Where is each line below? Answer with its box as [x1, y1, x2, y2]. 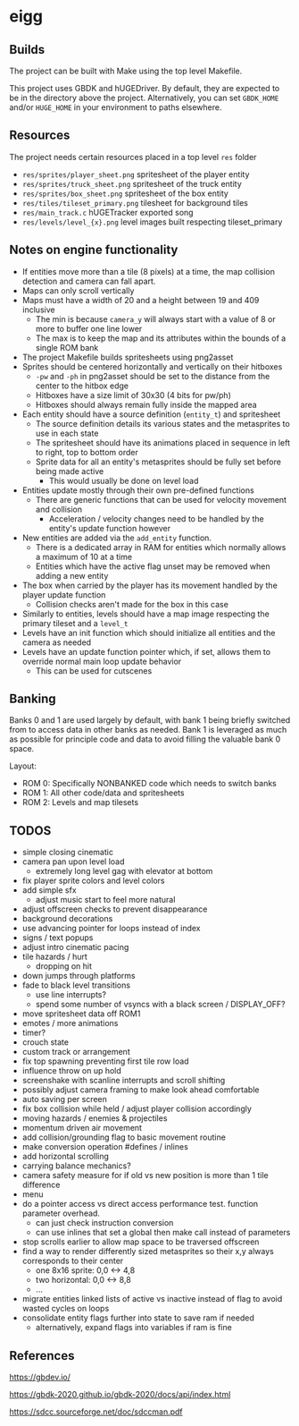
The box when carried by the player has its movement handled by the [21, 580, 278, 590]
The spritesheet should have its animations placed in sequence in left [35, 437, 290, 448]
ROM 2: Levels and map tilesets [21, 797, 139, 808]
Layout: [9, 760, 37, 771]
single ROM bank [35, 342, 99, 352]
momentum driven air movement [21, 1123, 143, 1133]
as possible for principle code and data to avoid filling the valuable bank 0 [9, 734, 281, 744]
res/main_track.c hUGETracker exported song [21, 207, 194, 217]
